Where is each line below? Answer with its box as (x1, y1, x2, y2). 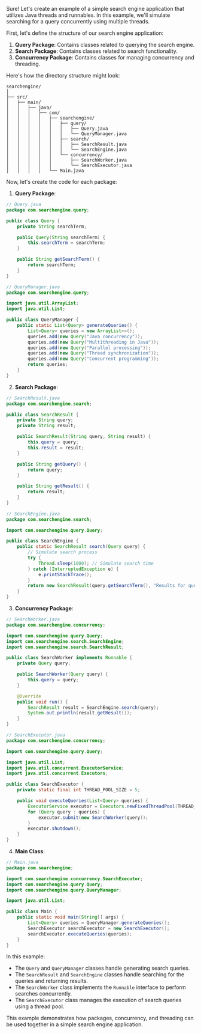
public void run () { (17, 699, 68, 705)
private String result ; (17, 423, 77, 429)
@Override (17, 693, 42, 699)
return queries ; (28, 362, 68, 368)
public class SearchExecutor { (6, 781, 84, 788)
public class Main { (6, 908, 58, 915)
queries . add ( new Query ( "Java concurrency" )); (28, 333, 144, 339)
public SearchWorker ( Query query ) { (17, 671, 109, 678)
